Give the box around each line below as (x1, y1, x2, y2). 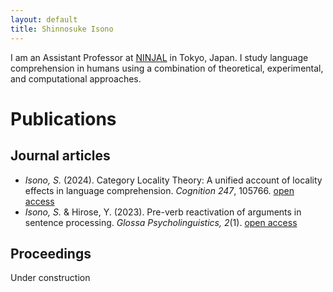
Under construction (10, 272, 91, 284)
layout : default (10, 14, 78, 25)
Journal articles (10, 147, 111, 165)
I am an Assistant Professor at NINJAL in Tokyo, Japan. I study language (10, 51, 309, 63)
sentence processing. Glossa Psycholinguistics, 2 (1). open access (24, 216, 298, 228)
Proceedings (10, 245, 92, 262)
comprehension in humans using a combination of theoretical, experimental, (10, 62, 324, 74)
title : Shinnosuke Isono (10, 24, 114, 34)
